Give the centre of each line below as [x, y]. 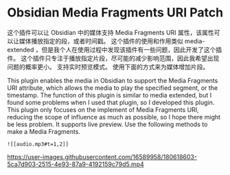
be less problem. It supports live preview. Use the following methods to [107, 124]
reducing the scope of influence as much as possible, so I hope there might [114, 117]
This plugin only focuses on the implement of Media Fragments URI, [103, 109]
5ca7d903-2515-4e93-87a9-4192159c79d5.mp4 [76, 164]
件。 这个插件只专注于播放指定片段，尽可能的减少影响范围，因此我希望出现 [113, 58]
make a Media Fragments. [44, 131]
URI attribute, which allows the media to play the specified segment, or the [113, 88]
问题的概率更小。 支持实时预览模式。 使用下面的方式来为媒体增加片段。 [108, 67]
